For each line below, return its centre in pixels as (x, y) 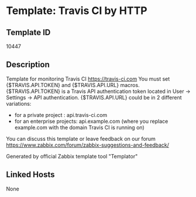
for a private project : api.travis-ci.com (61, 115)
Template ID (28, 32)
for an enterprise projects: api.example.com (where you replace (91, 121)
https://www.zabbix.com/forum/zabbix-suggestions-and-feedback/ (88, 145)
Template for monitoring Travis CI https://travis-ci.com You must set (88, 79)
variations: (19, 103)
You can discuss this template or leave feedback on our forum (81, 139)
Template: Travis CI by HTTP (77, 11)
